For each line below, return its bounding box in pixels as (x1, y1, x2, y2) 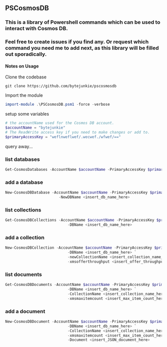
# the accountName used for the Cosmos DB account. (5, 121, 114, 126)
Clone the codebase (5, 74, 47, 80)
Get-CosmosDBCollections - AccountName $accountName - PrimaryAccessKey (5, 218, 155, 223)
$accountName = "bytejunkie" (5, 125, 66, 131)
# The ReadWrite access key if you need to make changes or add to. (5, 130, 150, 135)
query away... (5, 143, 33, 149)
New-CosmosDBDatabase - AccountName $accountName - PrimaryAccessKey (5, 190, 148, 195)
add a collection (5, 234, 45, 241)
